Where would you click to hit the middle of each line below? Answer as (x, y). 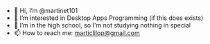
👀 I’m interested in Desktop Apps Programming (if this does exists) (108, 18)
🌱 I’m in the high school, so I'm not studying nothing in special (102, 25)
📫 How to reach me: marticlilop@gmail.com (77, 33)
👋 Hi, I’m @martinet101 (46, 11)
